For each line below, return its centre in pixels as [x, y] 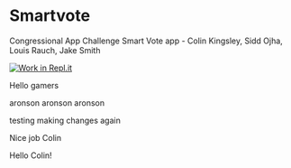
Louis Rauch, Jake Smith [55, 50]
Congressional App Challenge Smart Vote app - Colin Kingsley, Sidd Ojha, [146, 41]
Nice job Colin [36, 137]
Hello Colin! [31, 155]
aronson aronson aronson [57, 103]
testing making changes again [65, 120]
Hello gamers [34, 85]
